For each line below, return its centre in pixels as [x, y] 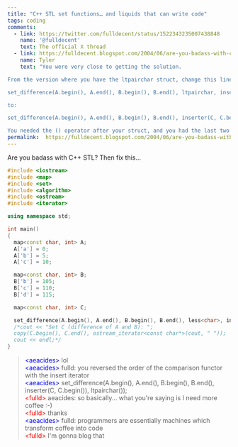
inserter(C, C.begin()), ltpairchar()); [76, 390]
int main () [23, 229]
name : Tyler [38, 60]
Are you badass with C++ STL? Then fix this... [74, 158]
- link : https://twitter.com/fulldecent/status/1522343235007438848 [117, 34]
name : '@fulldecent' [50, 40]
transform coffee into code [64, 428]
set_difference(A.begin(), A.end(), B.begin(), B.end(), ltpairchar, [112, 92]
